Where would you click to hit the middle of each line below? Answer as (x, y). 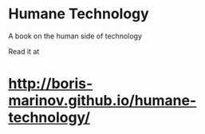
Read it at (24, 51)
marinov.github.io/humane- (102, 101)
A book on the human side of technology (75, 36)
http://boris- (51, 84)
